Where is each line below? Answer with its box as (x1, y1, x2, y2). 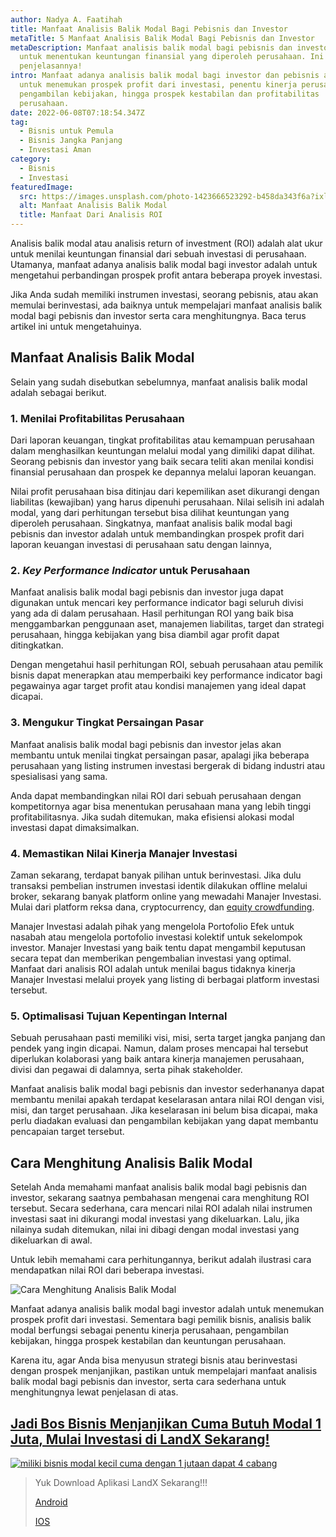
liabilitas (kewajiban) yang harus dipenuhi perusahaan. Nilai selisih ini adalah (10, 496, 325, 508)
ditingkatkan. (10, 639, 64, 651)
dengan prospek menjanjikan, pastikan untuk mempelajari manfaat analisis (10, 1365, 318, 1377)
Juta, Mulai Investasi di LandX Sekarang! (10, 1431, 270, 1448)
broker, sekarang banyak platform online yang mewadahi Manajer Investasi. (10, 891, 322, 902)
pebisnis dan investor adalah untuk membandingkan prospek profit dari (10, 528, 305, 540)
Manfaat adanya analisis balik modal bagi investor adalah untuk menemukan (10, 1303, 325, 1315)
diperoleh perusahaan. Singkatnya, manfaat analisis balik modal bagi (10, 517, 293, 530)
